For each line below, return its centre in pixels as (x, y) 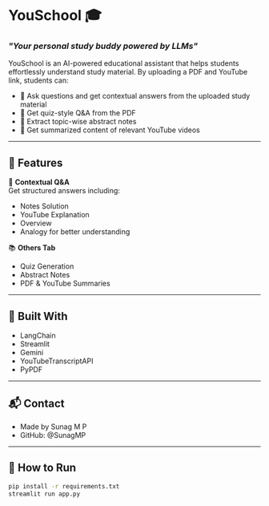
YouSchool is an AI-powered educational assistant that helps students (124, 63)
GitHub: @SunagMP (53, 435)
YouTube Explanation (54, 215)
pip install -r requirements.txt (64, 486)
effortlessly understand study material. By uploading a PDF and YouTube (128, 72)
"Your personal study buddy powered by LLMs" (103, 47)
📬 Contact (36, 403)
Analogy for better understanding (75, 232)
